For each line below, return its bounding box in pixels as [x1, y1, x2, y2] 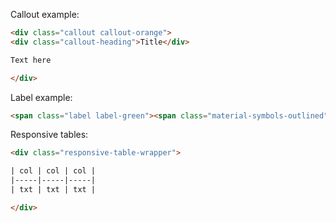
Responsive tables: [10, 129, 89, 141]
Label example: [10, 91, 73, 103]
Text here [10, 55, 52, 65]
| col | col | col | [10, 166, 97, 176]
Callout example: [10, 9, 80, 20]
